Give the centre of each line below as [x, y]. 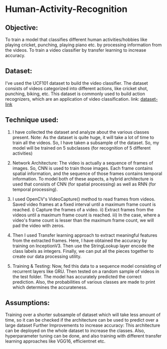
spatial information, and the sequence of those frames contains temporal [87, 174]
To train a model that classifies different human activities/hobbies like [76, 39]
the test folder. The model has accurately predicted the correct [77, 276]
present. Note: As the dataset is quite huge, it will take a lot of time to [83, 137]
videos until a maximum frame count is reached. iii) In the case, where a [86, 215]
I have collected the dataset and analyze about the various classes [81, 132]
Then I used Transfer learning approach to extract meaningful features [85, 235]
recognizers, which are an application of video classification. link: [72, 99]
